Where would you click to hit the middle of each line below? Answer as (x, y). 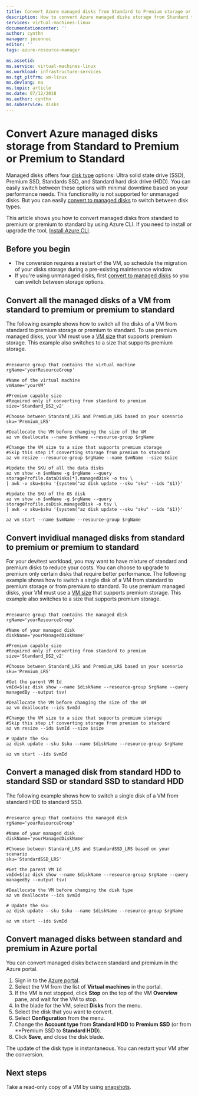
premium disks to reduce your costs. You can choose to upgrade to (88, 567)
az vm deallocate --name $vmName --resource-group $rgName (80, 437)
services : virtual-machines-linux (49, 22)
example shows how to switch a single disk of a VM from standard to (90, 580)
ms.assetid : (21, 60)
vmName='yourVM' (26, 386)
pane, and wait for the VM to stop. (56, 999)
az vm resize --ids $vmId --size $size (55, 729)
